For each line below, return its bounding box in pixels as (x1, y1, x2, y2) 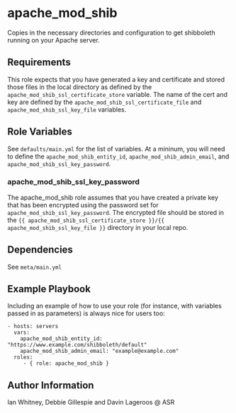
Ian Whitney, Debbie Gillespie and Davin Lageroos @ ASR (7, 398, 175, 407)
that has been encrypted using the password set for (7, 200, 159, 209)
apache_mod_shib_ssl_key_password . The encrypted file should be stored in (7, 208, 225, 216)
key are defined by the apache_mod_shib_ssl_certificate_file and (7, 98, 202, 106)
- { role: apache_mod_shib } (23, 360, 110, 367)
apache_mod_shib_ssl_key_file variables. (7, 105, 127, 114)
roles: (13, 354, 33, 361)
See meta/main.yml (7, 262, 62, 271)
